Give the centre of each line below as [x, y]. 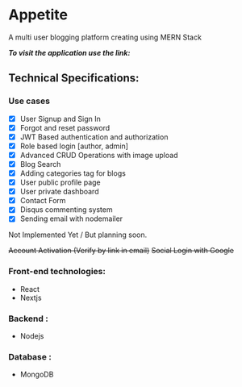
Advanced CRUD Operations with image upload [99, 155]
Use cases [29, 101]
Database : [30, 356]
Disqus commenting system [66, 210]
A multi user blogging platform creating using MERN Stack [105, 37]
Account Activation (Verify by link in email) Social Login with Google [121, 251]
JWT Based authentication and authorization [94, 137]
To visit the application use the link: [69, 52]
